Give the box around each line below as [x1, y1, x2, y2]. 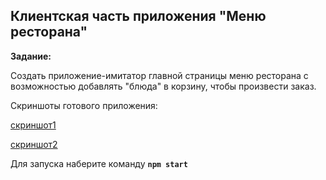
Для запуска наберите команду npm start [10, 157, 188, 169]
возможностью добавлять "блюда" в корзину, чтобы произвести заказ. [10, 80, 317, 92]
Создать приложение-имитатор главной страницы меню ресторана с [10, 69, 309, 81]
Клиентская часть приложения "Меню [10, 8, 267, 25]
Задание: [10, 50, 52, 62]
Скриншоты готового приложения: [10, 99, 158, 111]
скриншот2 [10, 138, 58, 150]
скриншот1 [10, 119, 57, 131]
